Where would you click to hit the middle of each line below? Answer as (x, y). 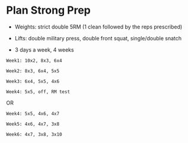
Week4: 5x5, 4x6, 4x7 (33, 113)
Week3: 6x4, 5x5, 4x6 (33, 81)
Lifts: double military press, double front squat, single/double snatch (98, 38)
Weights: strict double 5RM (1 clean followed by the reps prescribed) (98, 27)
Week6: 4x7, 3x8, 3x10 (34, 134)
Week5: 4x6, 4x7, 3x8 (33, 124)
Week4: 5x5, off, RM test (38, 92)
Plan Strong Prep (48, 10)
